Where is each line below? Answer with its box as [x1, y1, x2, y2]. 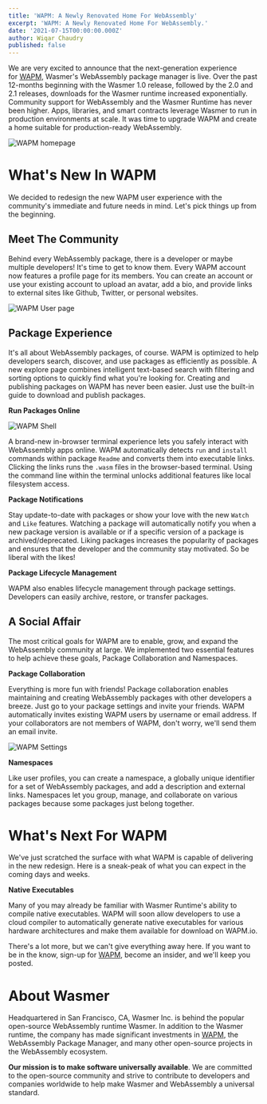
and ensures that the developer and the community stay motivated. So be [8, 544, 249, 554]
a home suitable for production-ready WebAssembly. [8, 123, 182, 133]
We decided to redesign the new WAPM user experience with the [8, 193, 222, 202]
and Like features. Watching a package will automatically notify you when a [8, 518, 257, 528]
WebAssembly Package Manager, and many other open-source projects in [8, 1038, 253, 1048]
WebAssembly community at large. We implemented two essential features [8, 645, 254, 654]
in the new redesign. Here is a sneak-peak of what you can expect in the [8, 861, 246, 871]
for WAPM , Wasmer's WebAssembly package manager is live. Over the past [8, 72, 257, 81]
